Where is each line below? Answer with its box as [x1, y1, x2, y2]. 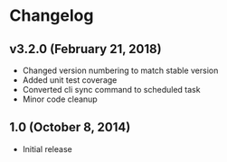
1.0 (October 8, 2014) [9, 120, 131, 135]
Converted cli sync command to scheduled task [22, 85, 201, 94]
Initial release [22, 143, 72, 154]
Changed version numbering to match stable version [22, 65, 219, 76]
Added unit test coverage [22, 75, 118, 85]
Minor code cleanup [22, 94, 98, 104]
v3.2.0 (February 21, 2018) [9, 41, 162, 57]
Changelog [9, 5, 94, 26]
